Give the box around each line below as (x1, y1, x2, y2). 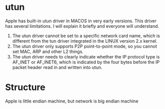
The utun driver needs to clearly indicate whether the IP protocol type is (12, 54, 160, 59)
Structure (5, 82, 46, 93)
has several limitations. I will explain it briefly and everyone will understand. (5, 23, 160, 29)
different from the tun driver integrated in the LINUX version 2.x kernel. (12, 38, 158, 44)
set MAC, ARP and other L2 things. (12, 49, 83, 54)
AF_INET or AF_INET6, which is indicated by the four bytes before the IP (12, 59, 160, 65)
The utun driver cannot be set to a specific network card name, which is (12, 33, 160, 39)
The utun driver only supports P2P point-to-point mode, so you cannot (12, 43, 158, 49)
